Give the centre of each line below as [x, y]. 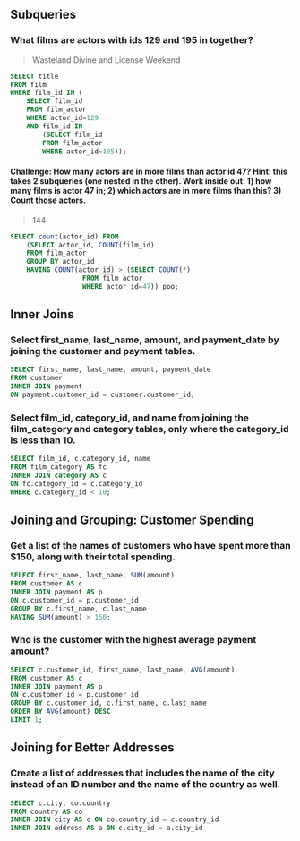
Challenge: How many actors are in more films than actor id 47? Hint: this [149, 172]
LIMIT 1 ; [26, 720]
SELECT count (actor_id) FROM [64, 237]
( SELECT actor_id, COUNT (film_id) [90, 245]
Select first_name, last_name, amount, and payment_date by [145, 340]
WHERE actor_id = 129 [63, 118]
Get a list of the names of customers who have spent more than [150, 545]
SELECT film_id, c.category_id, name [81, 459]
